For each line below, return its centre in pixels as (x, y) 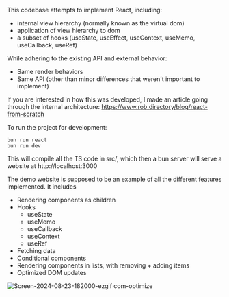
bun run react (27, 140)
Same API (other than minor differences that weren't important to (108, 79)
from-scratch (26, 114)
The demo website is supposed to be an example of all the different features (114, 179)
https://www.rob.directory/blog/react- (155, 107)
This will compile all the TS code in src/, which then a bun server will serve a (114, 158)
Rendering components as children (66, 200)
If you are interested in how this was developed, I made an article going (108, 99)
